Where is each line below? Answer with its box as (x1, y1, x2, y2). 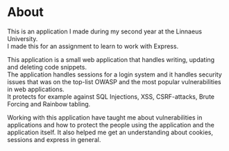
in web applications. (7, 85, 65, 93)
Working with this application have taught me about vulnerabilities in (7, 113, 203, 122)
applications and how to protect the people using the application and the (7, 120, 215, 129)
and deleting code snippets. (7, 63, 87, 71)
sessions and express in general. (7, 135, 101, 143)
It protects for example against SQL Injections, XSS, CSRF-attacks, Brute (7, 92, 215, 101)
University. (7, 34, 38, 42)
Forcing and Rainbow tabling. (7, 100, 91, 108)
